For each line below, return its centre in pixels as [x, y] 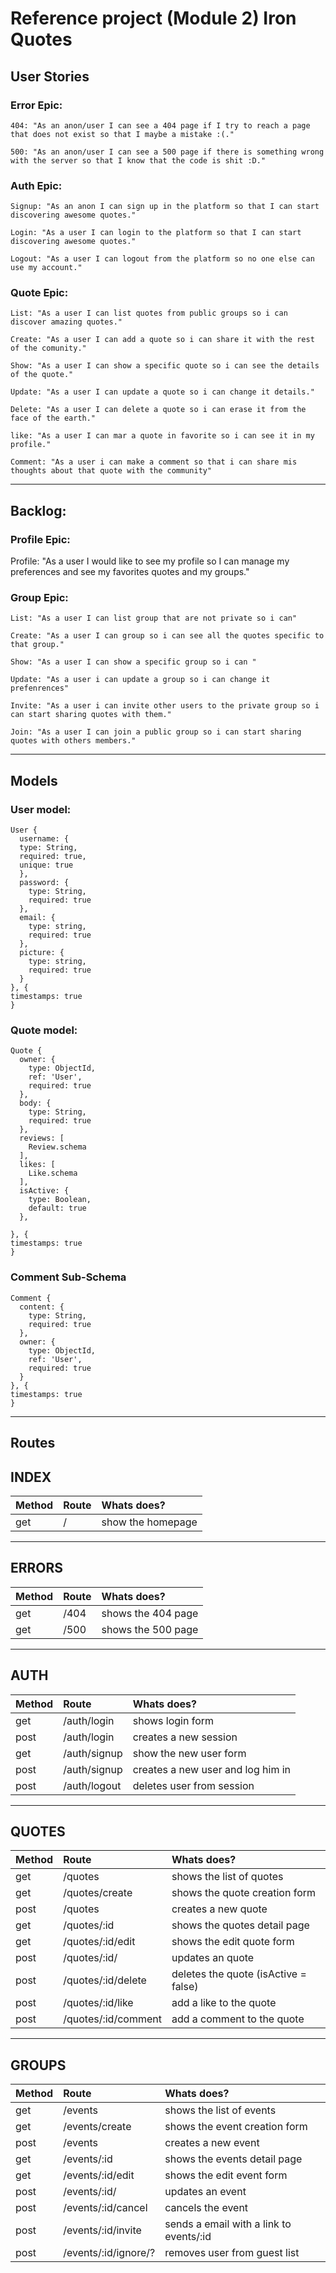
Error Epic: [36, 105]
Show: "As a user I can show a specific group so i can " [133, 662]
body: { [35, 1103]
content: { [42, 1307]
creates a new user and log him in [212, 1769]
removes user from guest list [232, 2253]
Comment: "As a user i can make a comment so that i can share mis [154, 462]
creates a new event [212, 2143]
